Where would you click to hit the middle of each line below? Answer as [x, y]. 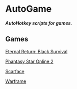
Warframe [16, 81]
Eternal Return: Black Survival [36, 51]
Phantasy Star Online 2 [29, 61]
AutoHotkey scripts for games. [39, 23]
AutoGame [29, 9]
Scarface [15, 71]
